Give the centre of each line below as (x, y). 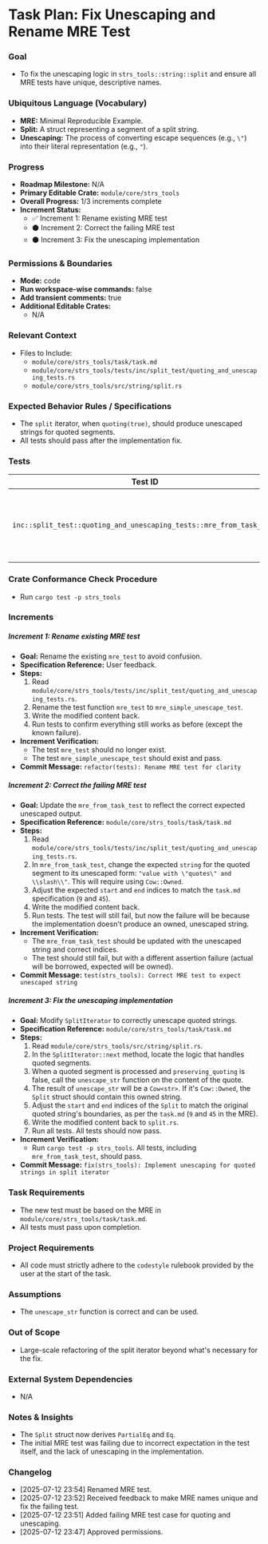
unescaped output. (51, 814)
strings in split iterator (65, 1172)
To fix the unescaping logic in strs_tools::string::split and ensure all (138, 74)
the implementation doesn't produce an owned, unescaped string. (140, 924)
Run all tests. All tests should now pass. (97, 1131)
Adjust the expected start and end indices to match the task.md (136, 890)
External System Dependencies (71, 1379)
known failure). (56, 733)
